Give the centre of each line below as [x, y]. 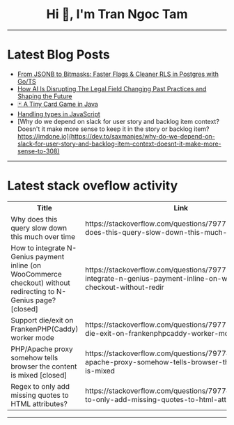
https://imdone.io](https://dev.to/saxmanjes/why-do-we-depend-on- [116, 136]
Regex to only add [40, 386]
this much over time [43, 236]
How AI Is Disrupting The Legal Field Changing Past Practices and [112, 88]
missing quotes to [40, 395]
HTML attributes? [39, 403]
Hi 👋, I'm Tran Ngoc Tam [117, 14]
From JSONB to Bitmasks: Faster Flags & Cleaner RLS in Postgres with [118, 74]
